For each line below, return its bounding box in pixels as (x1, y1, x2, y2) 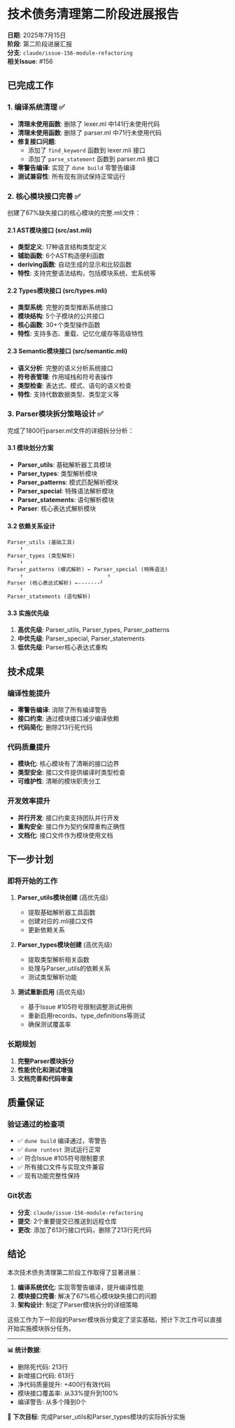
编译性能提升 (7, 688, 51, 698)
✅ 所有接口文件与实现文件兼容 (17, 1163, 105, 1171)
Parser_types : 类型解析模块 (17, 470, 98, 478)
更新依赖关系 (27, 925, 65, 934)
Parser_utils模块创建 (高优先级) (17, 893, 108, 902)
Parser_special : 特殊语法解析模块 (17, 487, 115, 496)
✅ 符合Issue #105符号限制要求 (17, 1154, 105, 1163)
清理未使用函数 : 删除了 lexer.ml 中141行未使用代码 (17, 120, 160, 128)
